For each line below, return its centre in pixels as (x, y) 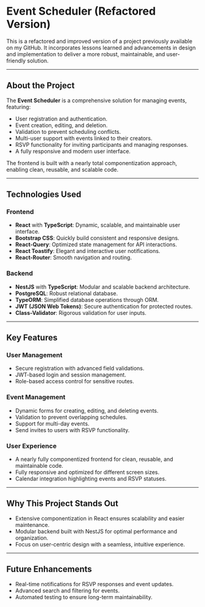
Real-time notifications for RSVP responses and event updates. (94, 584)
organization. (32, 538)
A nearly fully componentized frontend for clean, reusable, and (94, 459)
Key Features (32, 338)
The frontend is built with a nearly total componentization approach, (92, 163)
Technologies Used (44, 195)
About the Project (41, 86)
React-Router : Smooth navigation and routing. (74, 257)
